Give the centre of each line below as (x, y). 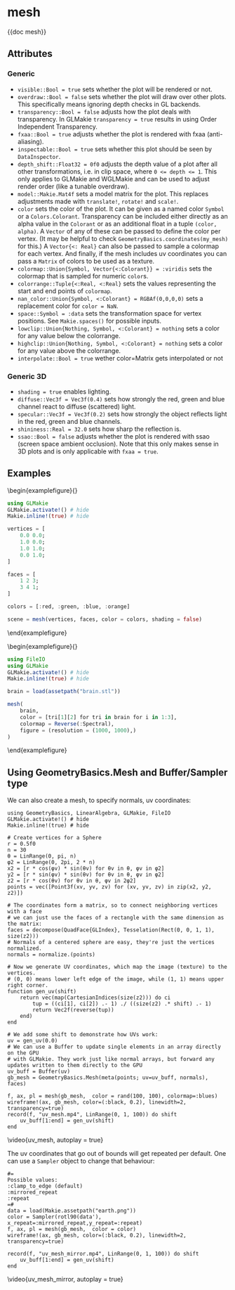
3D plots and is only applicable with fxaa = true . (88, 451)
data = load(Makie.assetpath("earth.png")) (72, 1211)
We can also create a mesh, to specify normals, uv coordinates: (99, 800)
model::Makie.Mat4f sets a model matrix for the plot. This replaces (113, 193)
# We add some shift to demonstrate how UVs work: (83, 1035)
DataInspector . (39, 156)
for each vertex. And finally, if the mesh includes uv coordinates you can (122, 253)
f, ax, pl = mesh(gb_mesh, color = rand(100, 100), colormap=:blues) (113, 1096)
